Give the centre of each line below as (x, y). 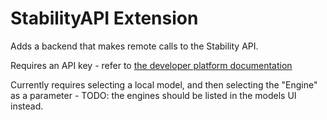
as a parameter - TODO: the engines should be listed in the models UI (153, 95)
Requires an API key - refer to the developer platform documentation (151, 65)
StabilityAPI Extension (104, 18)
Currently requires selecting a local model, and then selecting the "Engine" (164, 84)
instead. (27, 106)
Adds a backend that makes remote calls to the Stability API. (134, 46)
